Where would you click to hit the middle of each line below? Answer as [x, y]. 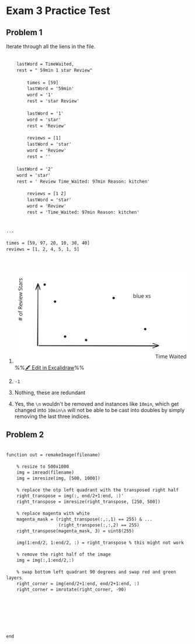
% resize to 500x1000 [43, 467]
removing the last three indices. [52, 416]
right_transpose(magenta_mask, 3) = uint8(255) [75, 531]
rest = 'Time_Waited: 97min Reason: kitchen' [83, 212]
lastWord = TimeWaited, [46, 64]
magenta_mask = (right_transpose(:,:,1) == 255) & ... [85, 519]
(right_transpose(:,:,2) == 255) [99, 525]
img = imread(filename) [46, 472]
